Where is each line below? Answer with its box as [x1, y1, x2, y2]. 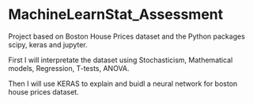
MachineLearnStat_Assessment [8, 6, 224, 24]
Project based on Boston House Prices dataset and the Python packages [8, 32, 245, 41]
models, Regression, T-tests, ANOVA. [8, 63, 130, 72]
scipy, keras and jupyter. [8, 39, 89, 49]
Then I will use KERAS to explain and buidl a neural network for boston [8, 79, 238, 88]
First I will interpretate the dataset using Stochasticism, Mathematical [8, 55, 233, 65]
